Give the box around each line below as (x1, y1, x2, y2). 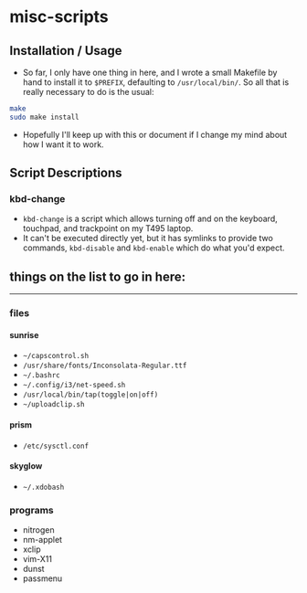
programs (9, 503, 54, 516)
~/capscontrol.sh (22, 352, 90, 361)
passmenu (22, 573, 63, 584)
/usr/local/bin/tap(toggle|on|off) (22, 390, 159, 399)
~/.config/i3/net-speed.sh (22, 381, 126, 390)
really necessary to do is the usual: (22, 87, 154, 97)
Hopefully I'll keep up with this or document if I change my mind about (22, 129, 288, 140)
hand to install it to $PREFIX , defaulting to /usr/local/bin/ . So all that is (22, 77, 290, 88)
